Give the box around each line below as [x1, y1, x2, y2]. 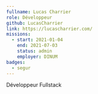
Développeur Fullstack [6, 81, 62, 89]
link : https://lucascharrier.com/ [6, 25, 93, 32]
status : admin [17, 48, 52, 54]
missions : [6, 31, 31, 37]
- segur [11, 64, 31, 71]
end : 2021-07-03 [17, 43, 58, 49]
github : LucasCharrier [6, 20, 63, 26]
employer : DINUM [17, 54, 58, 60]
